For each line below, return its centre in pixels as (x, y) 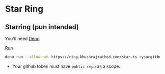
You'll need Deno (23, 38)
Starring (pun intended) (42, 27)
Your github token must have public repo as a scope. (66, 66)
